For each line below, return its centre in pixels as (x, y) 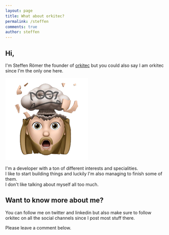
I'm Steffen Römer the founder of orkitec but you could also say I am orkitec (84, 65)
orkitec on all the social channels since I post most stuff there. (70, 218)
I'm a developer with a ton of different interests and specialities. (72, 168)
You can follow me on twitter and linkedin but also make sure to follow (78, 212)
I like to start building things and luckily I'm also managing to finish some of (84, 173)
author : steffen (22, 32)
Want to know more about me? (55, 200)
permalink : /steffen (27, 21)
